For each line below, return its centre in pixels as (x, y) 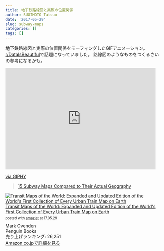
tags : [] (14, 33)
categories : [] (21, 29)
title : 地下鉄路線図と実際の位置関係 (39, 10)
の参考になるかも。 (25, 60)
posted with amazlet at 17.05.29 (31, 218)
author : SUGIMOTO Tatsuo (31, 15)
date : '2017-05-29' (26, 19)
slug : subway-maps (24, 24)
